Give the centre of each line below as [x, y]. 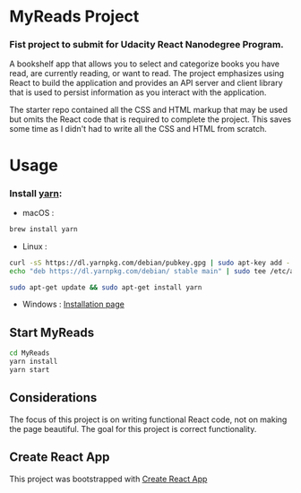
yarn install [34, 362]
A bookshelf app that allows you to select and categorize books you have [145, 64]
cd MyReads [30, 353]
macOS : [38, 212]
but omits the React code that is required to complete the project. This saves [150, 119]
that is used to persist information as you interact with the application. [138, 92]
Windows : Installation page [73, 304]
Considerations [53, 398]
